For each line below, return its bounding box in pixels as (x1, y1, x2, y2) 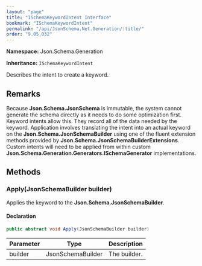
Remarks (6, 89, 41, 99)
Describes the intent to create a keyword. (6, 71, 109, 78)
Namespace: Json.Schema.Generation (6, 48, 103, 55)
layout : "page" (6, 8, 45, 15)
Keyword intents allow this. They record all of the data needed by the (6, 117, 177, 124)
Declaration (6, 212, 36, 220)
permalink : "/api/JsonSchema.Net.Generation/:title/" (6, 25, 145, 32)
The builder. (108, 250, 143, 258)
